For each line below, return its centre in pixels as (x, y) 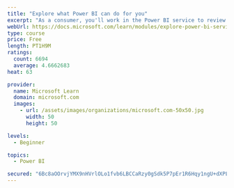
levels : (18, 136)
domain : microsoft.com (46, 97)
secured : (20, 174)
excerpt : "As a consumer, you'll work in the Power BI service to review (117, 20)
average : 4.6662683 (42, 65)
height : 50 (41, 123)
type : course (26, 33)
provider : (22, 84)
